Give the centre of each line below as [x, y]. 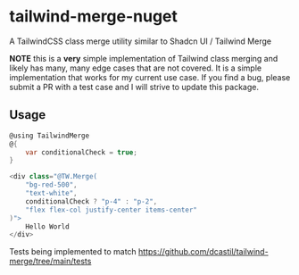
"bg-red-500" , [51, 185]
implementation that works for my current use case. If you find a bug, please [150, 77]
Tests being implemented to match [73, 252]
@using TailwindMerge [50, 136]
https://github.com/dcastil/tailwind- [203, 252]
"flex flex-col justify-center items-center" [112, 210]
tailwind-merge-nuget [94, 17]
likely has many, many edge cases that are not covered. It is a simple [135, 68]
